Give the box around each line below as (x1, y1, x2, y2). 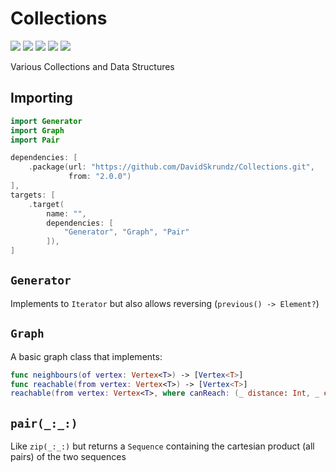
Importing (10, 90, 73, 107)
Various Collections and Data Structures (10, 60, 175, 72)
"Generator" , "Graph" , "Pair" (63, 227, 190, 237)
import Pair (10, 135, 60, 145)
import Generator (10, 116, 83, 126)
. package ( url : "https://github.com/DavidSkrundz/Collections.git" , (28, 162, 315, 172)
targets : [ (10, 190, 56, 200)
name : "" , (46, 208, 87, 219)
